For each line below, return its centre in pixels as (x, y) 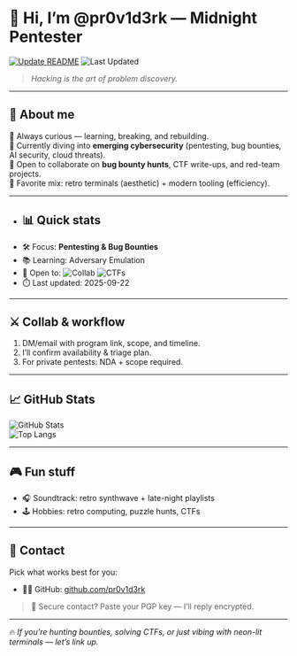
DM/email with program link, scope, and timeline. (111, 343)
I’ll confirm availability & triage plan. (87, 352)
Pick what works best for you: (63, 572)
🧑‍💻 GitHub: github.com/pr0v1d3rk (84, 589)
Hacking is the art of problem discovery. (104, 78)
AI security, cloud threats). (57, 155)
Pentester (46, 37)
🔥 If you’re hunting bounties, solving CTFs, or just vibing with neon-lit (136, 631)
